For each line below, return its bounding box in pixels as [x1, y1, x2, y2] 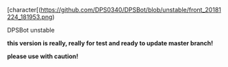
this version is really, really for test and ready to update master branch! [7, 39, 214, 47]
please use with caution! [7, 52, 79, 60]
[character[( [7, 6, 41, 14]
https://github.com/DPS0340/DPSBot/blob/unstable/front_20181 [40, 6, 221, 14]
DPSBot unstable [7, 26, 55, 34]
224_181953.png [7, 13, 53, 21]
